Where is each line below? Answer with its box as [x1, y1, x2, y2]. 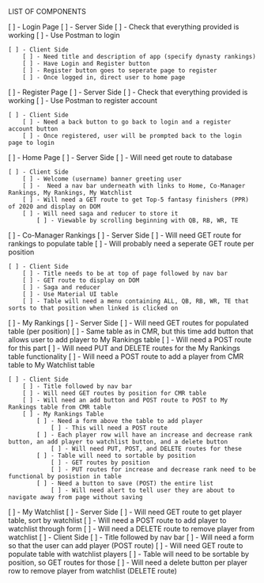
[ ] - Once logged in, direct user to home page [22, 74, 186, 82]
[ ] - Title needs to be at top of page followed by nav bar [22, 269, 228, 277]
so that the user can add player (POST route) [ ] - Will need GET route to [8, 541, 243, 550]
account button [8, 125, 58, 133]
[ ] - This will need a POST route [50, 424, 168, 432]
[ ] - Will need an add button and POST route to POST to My [22, 396, 228, 404]
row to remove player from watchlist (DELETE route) [8, 566, 178, 575]
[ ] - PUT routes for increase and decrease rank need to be [50, 466, 257, 474]
